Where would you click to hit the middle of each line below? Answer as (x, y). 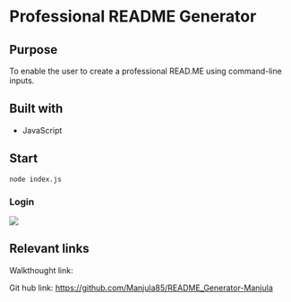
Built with (36, 109)
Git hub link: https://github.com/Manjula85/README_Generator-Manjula (141, 288)
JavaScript (42, 130)
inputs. (22, 81)
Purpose (34, 50)
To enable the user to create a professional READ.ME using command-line (145, 71)
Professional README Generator (133, 17)
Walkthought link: (41, 270)
